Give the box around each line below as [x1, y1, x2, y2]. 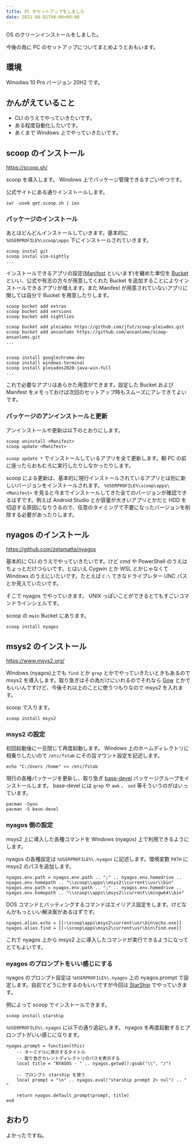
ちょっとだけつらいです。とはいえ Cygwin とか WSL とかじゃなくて [6, 565, 169, 573]
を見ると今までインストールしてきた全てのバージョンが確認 [33, 489, 177, 496]
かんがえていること [6, 97, 75, 107]
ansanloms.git [6, 334, 41, 341]
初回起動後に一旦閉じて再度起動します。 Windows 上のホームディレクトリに [6, 745, 190, 752]
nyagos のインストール [6, 530, 90, 540]
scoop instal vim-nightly [6, 254, 69, 260]
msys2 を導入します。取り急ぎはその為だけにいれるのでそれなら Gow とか [6, 677, 185, 684]
